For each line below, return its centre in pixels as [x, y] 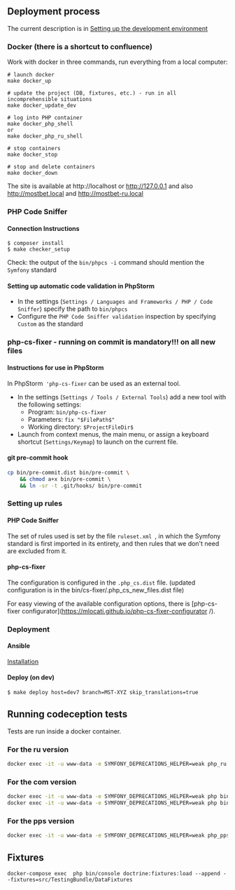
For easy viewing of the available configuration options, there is [99, 604]
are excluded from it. [37, 551]
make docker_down [33, 173]
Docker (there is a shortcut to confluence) [80, 46]
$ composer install [36, 244]
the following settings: [49, 404]
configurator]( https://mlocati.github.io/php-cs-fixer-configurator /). [119, 611]
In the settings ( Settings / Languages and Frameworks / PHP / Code [115, 302]
